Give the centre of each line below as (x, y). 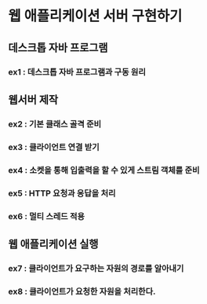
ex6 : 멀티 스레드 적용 (46, 216)
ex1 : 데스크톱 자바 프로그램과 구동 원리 (77, 71)
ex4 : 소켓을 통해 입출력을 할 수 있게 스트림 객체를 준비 (104, 170)
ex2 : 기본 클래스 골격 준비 (55, 124)
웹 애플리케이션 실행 (53, 244)
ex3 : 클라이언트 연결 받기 (54, 147)
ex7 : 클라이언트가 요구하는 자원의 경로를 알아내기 (96, 268)
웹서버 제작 (33, 99)
